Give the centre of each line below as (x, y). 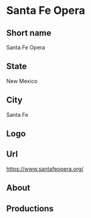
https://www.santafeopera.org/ (45, 169)
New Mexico (22, 81)
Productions (30, 209)
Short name (29, 33)
